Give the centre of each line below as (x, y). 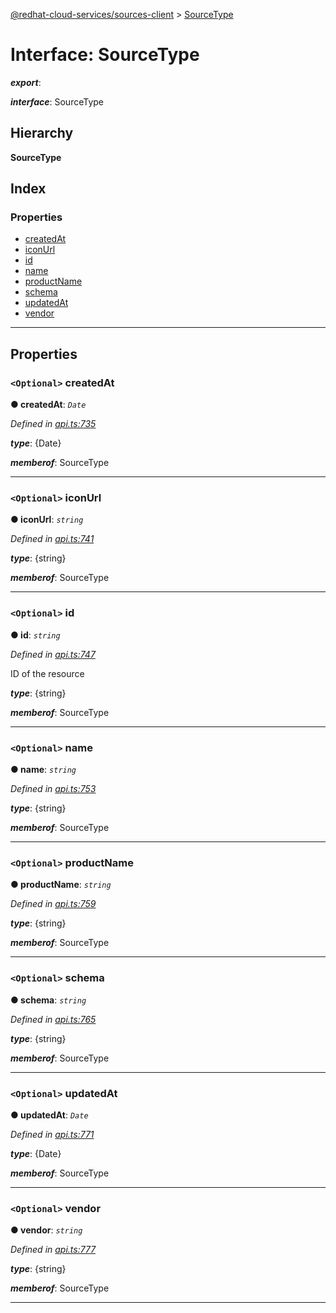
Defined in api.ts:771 (52, 1134)
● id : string (35, 635)
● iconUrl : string (47, 520)
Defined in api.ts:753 (53, 789)
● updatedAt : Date (49, 1115)
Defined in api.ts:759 (53, 904)
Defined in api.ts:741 (52, 539)
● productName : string (61, 885)
